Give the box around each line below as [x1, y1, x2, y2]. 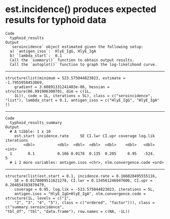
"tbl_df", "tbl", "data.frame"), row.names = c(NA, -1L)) [5, 209, 130, 214]
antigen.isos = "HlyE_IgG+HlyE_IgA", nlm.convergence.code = [14, 191, 146, 196]
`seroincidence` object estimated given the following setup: [10, 44, 144, 49]
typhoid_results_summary [10, 120, 62, 125]
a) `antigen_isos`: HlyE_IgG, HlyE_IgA [10, 49, 96, 54]
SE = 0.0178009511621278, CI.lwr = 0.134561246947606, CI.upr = [14, 178, 153, 183]
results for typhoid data [5, 14, 107, 26]
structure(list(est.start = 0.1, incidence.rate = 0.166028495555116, [5, 173, 157, 179]
